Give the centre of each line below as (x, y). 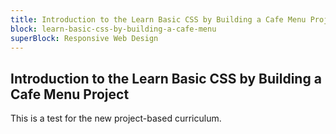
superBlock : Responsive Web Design (84, 38)
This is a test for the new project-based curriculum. (116, 118)
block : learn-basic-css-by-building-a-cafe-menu (113, 29)
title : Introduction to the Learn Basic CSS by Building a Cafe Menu (158, 19)
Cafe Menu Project (70, 94)
